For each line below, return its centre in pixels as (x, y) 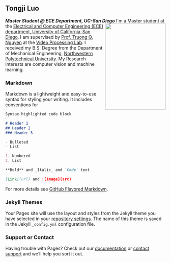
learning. (15, 69)
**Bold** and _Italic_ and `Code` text (48, 170)
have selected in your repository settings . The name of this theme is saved (83, 219)
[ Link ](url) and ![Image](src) (38, 179)
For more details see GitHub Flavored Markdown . (57, 189)
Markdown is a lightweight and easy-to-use (51, 94)
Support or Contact (30, 237)
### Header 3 (19, 133)
